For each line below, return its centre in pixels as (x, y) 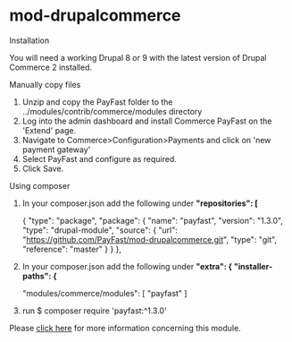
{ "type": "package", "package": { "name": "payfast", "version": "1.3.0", (153, 220)
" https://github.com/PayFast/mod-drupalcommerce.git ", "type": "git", (150, 239)
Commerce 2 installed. (51, 67)
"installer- (253, 266)
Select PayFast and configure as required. (99, 158)
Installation (29, 40)
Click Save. (43, 168)
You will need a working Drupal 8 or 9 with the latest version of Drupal (138, 57)
